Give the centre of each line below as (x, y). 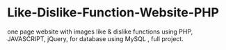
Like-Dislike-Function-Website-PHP (113, 13)
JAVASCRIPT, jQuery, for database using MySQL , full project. (96, 38)
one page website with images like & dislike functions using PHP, (100, 32)
